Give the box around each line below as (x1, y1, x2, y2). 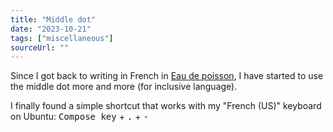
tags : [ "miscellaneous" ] (10, 33, 114, 43)
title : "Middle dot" (10, 14, 97, 25)
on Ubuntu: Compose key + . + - (10, 111, 149, 123)
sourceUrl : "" (10, 42, 70, 53)
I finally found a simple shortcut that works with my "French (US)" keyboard (10, 100, 322, 112)
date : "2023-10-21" (10, 24, 92, 34)
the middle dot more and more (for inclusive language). (10, 81, 238, 93)
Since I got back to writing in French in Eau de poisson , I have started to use (10, 70, 324, 82)
